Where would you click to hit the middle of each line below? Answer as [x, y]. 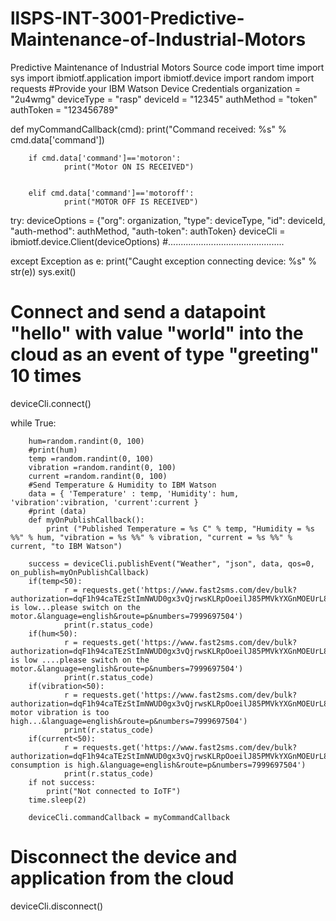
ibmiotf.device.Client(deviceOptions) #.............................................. [147, 241]
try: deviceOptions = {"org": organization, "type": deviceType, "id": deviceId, [168, 220]
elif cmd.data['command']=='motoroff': [111, 193]
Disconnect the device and [124, 857]
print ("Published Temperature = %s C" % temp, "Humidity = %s [180, 528]
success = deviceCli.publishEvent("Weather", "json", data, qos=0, [171, 563]
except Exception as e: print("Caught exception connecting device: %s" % [163, 261]
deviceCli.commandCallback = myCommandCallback [129, 817]
